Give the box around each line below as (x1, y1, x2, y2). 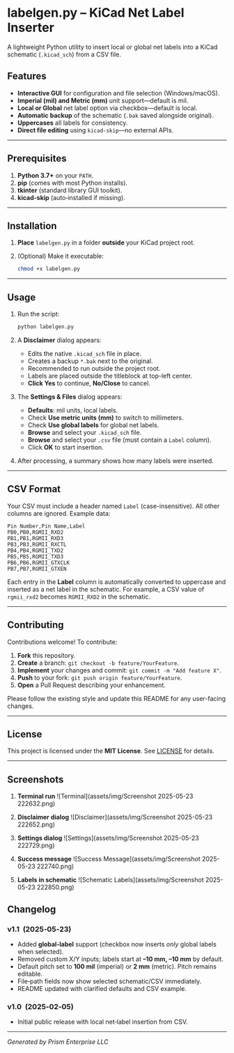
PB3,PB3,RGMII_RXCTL (7, 541, 68, 548)
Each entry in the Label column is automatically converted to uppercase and (7, 577, 226, 586)
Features (7, 70, 47, 82)
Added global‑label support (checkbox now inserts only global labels (17, 939, 217, 948)
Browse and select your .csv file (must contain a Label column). (27, 436, 212, 444)
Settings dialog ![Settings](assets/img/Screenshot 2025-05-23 (17, 834, 200, 843)
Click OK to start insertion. (27, 443, 104, 451)
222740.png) (37, 862, 75, 870)
